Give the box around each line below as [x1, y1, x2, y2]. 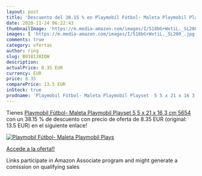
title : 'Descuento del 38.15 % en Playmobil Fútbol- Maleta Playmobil [6, 14, 187, 20]
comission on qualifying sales [6, 163, 80, 170]
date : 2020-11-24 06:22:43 [6, 20, 74, 26]
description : [6, 59, 39, 65]
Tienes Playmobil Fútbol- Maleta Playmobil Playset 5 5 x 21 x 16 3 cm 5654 [6, 109, 191, 116]
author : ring [6, 48, 39, 54]
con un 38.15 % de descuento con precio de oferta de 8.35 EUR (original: [6, 115, 187, 123]
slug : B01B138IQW [6, 53, 50, 59]
